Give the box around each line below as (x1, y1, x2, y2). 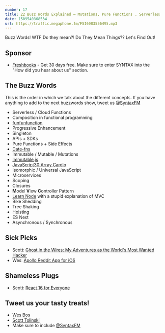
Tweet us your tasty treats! (5, 299, 90, 307)
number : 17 (5, 7, 27, 12)
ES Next (12, 214, 29, 220)
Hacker (12, 252, 27, 258)
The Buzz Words (5, 81, 57, 90)
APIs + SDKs (12, 135, 38, 141)
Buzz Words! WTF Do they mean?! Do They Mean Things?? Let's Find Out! (5, 35, 156, 40)
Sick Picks (5, 234, 38, 242)
